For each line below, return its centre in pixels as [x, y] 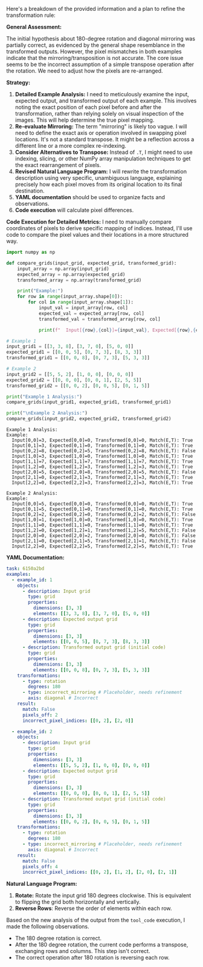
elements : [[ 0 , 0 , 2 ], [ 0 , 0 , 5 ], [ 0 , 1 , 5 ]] [91, 822]
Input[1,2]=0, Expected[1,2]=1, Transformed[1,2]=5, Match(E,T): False [104, 530]
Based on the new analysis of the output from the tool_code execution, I [96, 920]
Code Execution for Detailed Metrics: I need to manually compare [89, 222]
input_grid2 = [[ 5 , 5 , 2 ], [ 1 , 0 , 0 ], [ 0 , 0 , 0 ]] [70, 374]
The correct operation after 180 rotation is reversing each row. [92, 958]
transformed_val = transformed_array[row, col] [100, 319]
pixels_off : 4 [40, 866]
